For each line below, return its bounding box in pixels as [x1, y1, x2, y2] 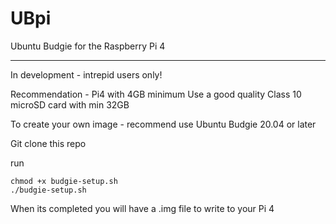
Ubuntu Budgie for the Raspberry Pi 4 [10, 40, 166, 52]
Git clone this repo [10, 137, 87, 149]
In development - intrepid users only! [10, 68, 163, 81]
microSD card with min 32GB [10, 98, 130, 111]
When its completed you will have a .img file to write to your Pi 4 [10, 202, 275, 214]
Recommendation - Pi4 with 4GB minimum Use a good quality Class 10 [10, 88, 302, 100]
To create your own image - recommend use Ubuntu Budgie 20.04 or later [10, 118, 317, 130]
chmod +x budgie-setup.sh [10, 176, 118, 186]
